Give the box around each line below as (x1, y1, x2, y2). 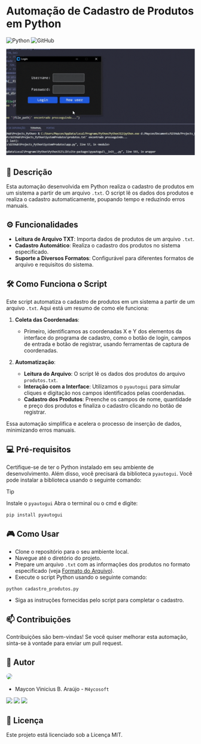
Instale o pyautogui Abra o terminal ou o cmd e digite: (6, 500, 138, 507)
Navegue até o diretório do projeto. (14, 554, 102, 561)
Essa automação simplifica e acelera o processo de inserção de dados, (6, 420, 182, 427)
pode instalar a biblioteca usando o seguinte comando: (6, 476, 142, 483)
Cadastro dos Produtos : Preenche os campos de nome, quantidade (23, 395, 191, 403)
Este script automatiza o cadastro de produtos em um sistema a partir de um (6, 298, 195, 305)
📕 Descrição (6, 167, 53, 177)
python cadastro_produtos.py (6, 585, 79, 592)
